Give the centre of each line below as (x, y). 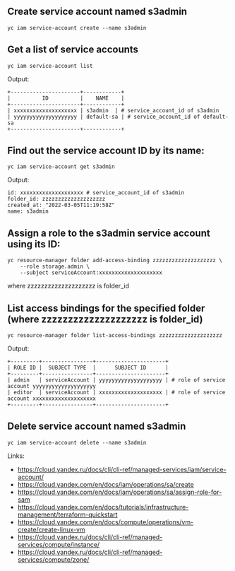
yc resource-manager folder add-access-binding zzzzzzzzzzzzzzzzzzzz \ (115, 261)
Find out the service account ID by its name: (106, 151)
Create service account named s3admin (97, 12)
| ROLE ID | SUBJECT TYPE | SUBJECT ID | (88, 368)
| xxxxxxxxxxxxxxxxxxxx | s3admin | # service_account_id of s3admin (113, 110)
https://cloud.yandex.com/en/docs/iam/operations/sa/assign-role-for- (120, 492)
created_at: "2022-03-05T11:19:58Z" (61, 205)
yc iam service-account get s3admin (61, 167)
